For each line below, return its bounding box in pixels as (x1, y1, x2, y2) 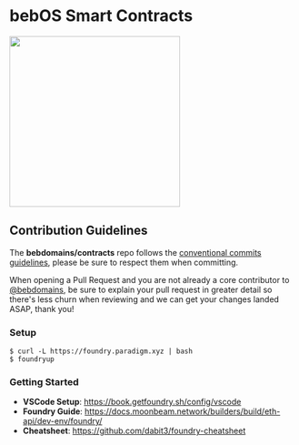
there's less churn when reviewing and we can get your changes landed (9, 293, 280, 305)
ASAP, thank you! (9, 303, 75, 314)
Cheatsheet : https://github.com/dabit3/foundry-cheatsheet (22, 425, 246, 437)
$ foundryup (9, 355, 55, 364)
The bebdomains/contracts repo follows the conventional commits (9, 247, 262, 258)
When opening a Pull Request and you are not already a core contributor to (9, 274, 290, 285)
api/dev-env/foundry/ (22, 416, 103, 427)
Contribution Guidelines (9, 223, 148, 238)
